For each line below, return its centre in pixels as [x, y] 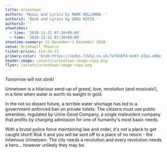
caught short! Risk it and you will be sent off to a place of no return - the [79, 135]
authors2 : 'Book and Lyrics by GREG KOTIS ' [52, 19]
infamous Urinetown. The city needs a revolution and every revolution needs [83, 140]
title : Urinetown [23, 10]
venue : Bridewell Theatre [32, 47]
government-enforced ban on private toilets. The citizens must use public [80, 109]
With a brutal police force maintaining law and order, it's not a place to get [81, 129]
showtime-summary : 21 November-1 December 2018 [55, 42]
